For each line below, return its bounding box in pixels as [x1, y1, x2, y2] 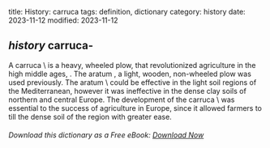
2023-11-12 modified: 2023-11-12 [8, 15, 118, 25]
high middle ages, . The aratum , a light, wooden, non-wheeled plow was [8, 69, 251, 78]
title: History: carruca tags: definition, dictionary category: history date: [8, 7, 246, 16]
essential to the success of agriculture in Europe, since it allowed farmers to [8, 103, 262, 112]
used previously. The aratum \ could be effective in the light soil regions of [8, 77, 257, 87]
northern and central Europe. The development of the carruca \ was [8, 95, 235, 104]
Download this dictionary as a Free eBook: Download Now [8, 130, 204, 140]
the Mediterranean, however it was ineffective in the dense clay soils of [8, 86, 247, 95]
